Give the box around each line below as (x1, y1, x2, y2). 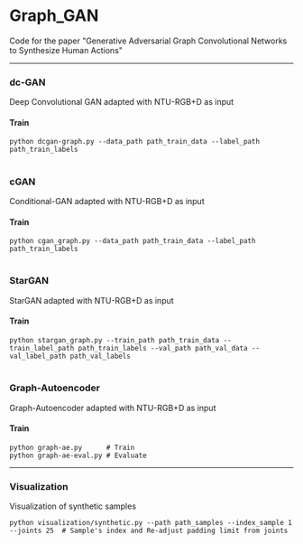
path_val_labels (69, 352, 131, 361)
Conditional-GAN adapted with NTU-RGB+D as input (9, 196, 205, 206)
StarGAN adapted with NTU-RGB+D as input (9, 295, 174, 305)
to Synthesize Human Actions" (9, 44, 124, 55)
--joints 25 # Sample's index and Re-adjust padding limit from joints (9, 526, 289, 536)
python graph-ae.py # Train (9, 443, 135, 452)
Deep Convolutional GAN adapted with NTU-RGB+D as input (9, 97, 234, 108)
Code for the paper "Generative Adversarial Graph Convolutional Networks (9, 35, 288, 46)
